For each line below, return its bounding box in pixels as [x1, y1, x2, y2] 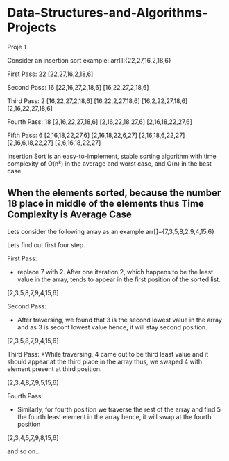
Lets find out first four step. [7, 240, 85, 249]
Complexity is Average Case [7, 209, 132, 221]
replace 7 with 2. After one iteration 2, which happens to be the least [17, 267, 214, 276]
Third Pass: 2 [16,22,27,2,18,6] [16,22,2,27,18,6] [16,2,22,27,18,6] [7, 96, 188, 105]
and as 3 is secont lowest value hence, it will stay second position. [17, 322, 207, 331]
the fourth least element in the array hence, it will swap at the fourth [17, 412, 212, 421]
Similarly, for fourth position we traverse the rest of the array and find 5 [17, 405, 221, 414]
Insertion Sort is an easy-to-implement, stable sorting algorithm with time [7, 152, 217, 160]
